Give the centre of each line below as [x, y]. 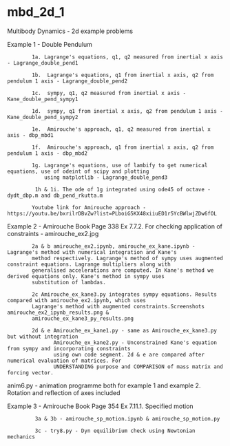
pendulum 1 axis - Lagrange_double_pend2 [67, 81]
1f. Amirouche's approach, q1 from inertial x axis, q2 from [123, 147]
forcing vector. [30, 372]
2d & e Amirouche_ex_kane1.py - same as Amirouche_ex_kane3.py [124, 330]
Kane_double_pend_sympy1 [43, 99]
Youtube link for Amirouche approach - [89, 207]
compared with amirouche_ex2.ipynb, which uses [77, 300]
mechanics [21, 437]
